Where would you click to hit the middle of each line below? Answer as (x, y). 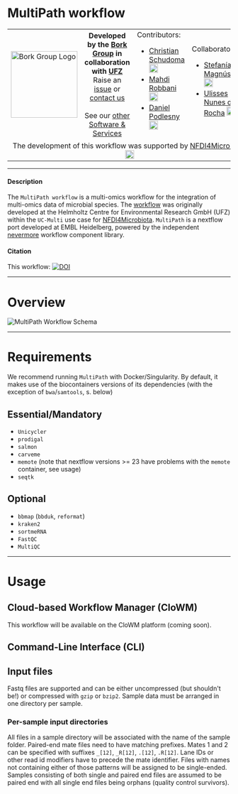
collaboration (107, 62)
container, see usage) (49, 469)
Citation (19, 251)
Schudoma (167, 60)
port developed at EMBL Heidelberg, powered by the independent (103, 227)
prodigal (30, 440)
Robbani (163, 88)
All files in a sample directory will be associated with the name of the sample (119, 737)
